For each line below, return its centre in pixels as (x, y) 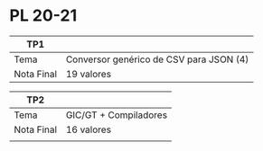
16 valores (88, 129)
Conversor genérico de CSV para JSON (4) (157, 59)
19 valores (88, 74)
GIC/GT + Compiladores (117, 115)
